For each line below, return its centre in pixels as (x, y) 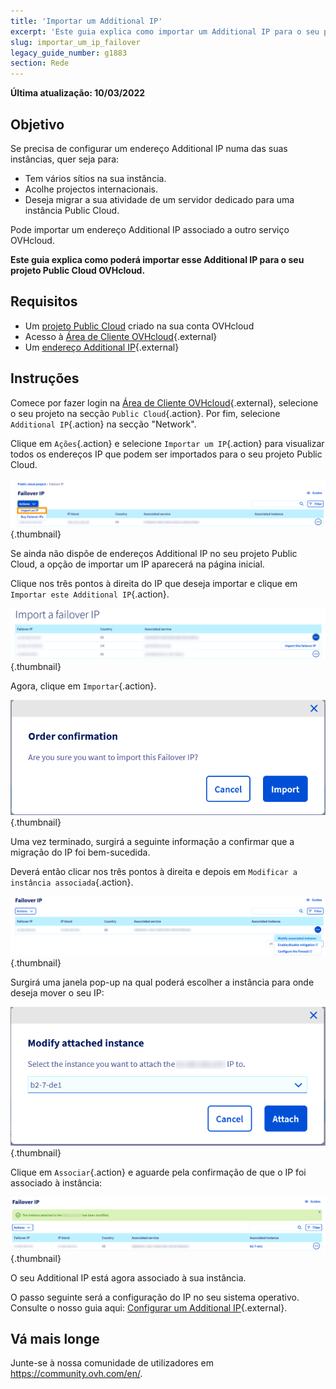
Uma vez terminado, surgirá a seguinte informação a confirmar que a (152, 841)
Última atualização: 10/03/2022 (78, 93)
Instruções (45, 378)
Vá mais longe (55, 1339)
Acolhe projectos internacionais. (91, 189)
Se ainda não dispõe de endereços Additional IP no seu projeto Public (154, 554)
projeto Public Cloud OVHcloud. (78, 270)
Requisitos (44, 301)
